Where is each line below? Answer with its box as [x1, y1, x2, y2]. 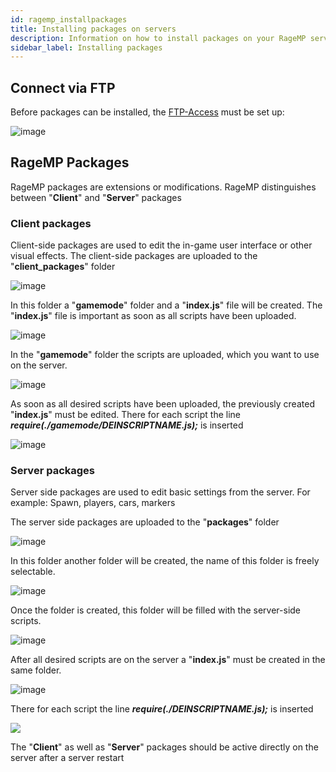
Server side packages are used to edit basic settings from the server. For [10, 486, 311, 498]
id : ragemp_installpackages [10, 14, 128, 25]
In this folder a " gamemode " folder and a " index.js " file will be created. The [10, 299, 323, 311]
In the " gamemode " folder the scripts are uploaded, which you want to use [10, 349, 320, 361]
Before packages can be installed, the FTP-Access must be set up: [10, 106, 285, 118]
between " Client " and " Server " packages [10, 191, 182, 203]
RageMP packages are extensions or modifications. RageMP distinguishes [10, 181, 317, 193]
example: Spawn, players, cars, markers [10, 497, 176, 509]
